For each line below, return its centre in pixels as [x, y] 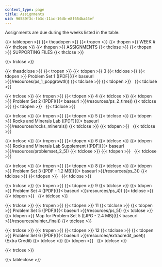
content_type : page [25, 10]
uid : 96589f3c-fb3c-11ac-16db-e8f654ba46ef [50, 19]
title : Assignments [25, 14]
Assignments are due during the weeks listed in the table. [62, 33]
